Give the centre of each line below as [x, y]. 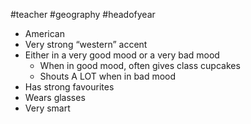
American [44, 33]
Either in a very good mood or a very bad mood [122, 55]
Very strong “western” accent [86, 44]
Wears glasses [55, 97]
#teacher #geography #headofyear [83, 14]
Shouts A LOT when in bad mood [108, 76]
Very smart [47, 108]
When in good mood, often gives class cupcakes [140, 65]
